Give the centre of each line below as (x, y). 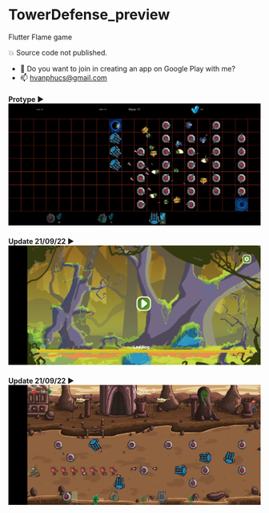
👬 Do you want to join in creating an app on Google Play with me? (128, 68)
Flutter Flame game (40, 37)
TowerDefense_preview (89, 15)
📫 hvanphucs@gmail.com (64, 77)
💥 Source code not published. (58, 52)
